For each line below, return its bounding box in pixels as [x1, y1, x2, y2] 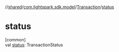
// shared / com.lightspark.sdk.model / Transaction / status [5, 4, 114, 10]
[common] [5, 37, 26, 42]
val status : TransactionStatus [5, 42, 63, 48]
